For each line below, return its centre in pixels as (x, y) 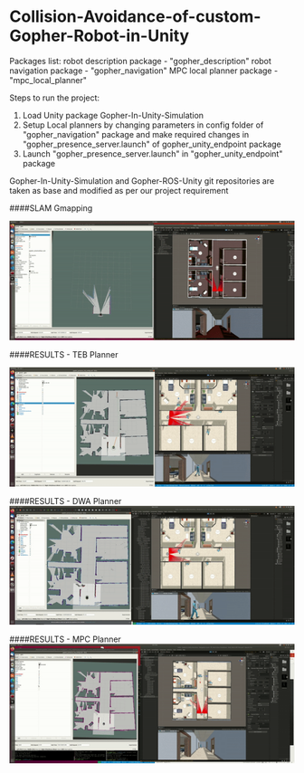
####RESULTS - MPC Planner (66, 639)
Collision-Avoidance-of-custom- (135, 17)
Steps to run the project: (55, 98)
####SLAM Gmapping (51, 208)
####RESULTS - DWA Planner (66, 501)
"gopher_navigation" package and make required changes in (136, 134)
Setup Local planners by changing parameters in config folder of (143, 125)
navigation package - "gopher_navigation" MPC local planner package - (144, 71)
